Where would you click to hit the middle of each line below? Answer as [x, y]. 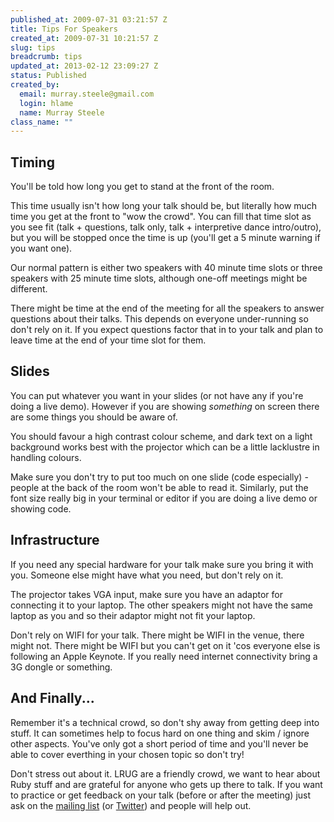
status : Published [48, 76]
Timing [32, 162]
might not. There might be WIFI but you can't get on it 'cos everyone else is [165, 645]
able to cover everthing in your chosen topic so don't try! [127, 754]
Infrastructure [55, 540]
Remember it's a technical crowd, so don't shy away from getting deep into [165, 722]
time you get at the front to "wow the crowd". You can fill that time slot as [161, 217]
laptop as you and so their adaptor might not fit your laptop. [133, 615]
